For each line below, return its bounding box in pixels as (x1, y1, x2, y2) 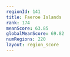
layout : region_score (6, 42, 59, 48)
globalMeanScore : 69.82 (6, 31, 65, 37)
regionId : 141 (6, 8, 41, 15)
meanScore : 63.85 (6, 25, 49, 31)
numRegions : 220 (6, 36, 46, 42)
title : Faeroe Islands (6, 14, 62, 20)
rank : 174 (6, 20, 31, 26)
